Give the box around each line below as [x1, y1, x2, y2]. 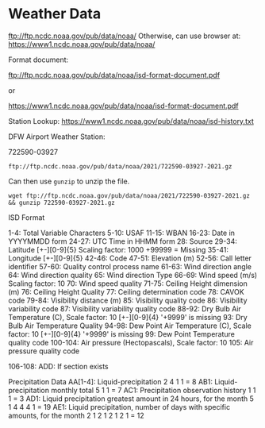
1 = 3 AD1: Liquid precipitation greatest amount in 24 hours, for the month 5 [8, 394, 254, 403]
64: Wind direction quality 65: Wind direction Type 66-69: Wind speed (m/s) [8, 270, 258, 280]
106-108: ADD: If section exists [8, 361, 109, 371]
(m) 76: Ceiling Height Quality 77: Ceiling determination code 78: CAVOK [8, 287, 244, 296]
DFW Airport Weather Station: [8, 132, 106, 141]
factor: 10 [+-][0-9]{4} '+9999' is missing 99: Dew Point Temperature [8, 329, 236, 338]
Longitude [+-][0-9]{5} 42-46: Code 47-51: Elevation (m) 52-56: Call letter [8, 253, 252, 263]
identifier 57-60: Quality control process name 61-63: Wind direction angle [8, 261, 252, 271]
